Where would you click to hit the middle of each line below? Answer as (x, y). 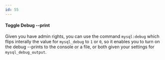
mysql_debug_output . (26, 52)
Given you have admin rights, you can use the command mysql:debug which (82, 36)
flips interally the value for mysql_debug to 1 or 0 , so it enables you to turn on (82, 41)
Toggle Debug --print (28, 26)
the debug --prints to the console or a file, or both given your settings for (80, 47)
